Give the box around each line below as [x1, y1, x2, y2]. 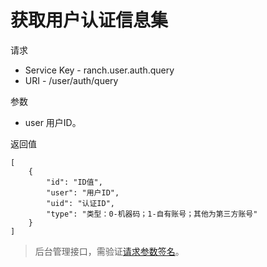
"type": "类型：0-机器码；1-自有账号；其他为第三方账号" [46, 209, 258, 219]
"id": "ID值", [46, 177, 103, 187]
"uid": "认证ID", [46, 198, 115, 208]
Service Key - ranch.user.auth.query [24, 64, 175, 76]
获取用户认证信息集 [10, 9, 169, 32]
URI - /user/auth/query [24, 74, 119, 86]
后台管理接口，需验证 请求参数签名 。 [34, 245, 185, 257]
